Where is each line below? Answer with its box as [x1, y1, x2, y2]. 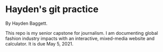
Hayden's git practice [5, 4, 99, 15]
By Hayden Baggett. [5, 20, 48, 26]
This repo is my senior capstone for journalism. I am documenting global [5, 30, 158, 36]
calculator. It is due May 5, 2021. [5, 40, 73, 46]
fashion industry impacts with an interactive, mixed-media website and [5, 35, 155, 41]
